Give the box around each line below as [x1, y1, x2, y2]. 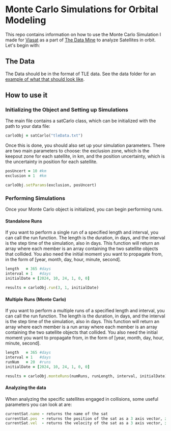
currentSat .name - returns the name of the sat [5, 411, 108, 416]
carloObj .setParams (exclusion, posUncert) [5, 183, 97, 188]
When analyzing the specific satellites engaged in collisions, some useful [5, 396, 159, 402]
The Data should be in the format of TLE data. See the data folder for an [5, 71, 156, 77]
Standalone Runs [5, 218, 42, 224]
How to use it [5, 91, 48, 100]
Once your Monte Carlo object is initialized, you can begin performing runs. [5, 206, 163, 213]
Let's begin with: [5, 42, 40, 48]
